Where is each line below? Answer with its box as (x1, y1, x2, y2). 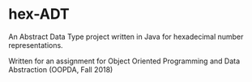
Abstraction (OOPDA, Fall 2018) (8, 64, 113, 74)
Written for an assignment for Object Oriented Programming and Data (8, 56, 241, 66)
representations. (8, 40, 63, 50)
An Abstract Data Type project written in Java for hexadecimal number (8, 32, 244, 41)
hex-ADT (8, 5, 70, 24)
